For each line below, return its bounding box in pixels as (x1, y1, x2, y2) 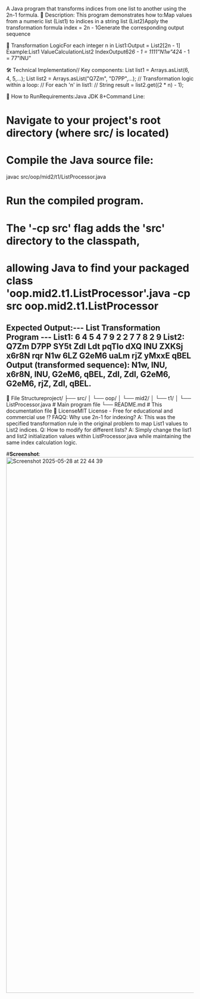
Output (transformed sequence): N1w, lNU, (6, 360, 168, 370)
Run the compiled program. (6, 194, 144, 208)
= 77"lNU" (6, 55, 32, 61)
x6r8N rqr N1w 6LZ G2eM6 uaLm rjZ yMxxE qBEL (6, 351, 192, 361)
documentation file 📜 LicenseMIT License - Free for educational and (6, 407, 173, 414)
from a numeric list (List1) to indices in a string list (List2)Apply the (6, 18, 168, 24)
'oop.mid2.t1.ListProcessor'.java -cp (6, 286, 190, 300)
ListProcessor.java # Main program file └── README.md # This (6, 401, 162, 408)
